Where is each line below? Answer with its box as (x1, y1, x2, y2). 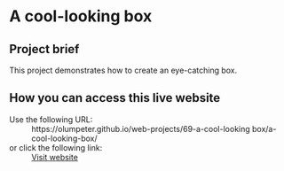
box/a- (251, 123, 277, 134)
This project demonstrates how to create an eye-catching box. (9, 65, 238, 75)
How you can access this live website (9, 90, 221, 105)
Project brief (9, 42, 80, 57)
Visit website (31, 152, 78, 162)
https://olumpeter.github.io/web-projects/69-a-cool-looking (31, 123, 250, 134)
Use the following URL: (9, 113, 93, 125)
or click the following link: (9, 142, 103, 152)
